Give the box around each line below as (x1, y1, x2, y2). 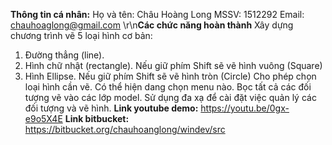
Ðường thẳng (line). (24, 49, 105, 61)
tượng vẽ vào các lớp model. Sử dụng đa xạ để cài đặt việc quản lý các (24, 92, 317, 103)
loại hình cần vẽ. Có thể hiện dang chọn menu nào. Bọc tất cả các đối (24, 81, 312, 93)
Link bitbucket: (64, 113, 130, 124)
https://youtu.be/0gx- (200, 102, 290, 114)
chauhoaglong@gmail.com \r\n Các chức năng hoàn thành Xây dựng (10, 19, 294, 31)
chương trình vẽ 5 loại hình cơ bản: (10, 30, 153, 41)
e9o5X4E (24, 113, 63, 124)
